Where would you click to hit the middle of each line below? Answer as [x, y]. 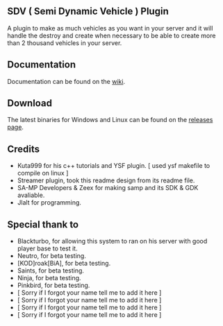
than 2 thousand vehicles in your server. [65, 43]
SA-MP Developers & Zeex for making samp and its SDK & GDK [108, 188]
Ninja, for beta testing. [49, 278]
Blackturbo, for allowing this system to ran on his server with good [112, 241]
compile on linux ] [43, 173]
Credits [24, 149]
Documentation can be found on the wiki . [66, 81]
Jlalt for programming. [49, 203]
